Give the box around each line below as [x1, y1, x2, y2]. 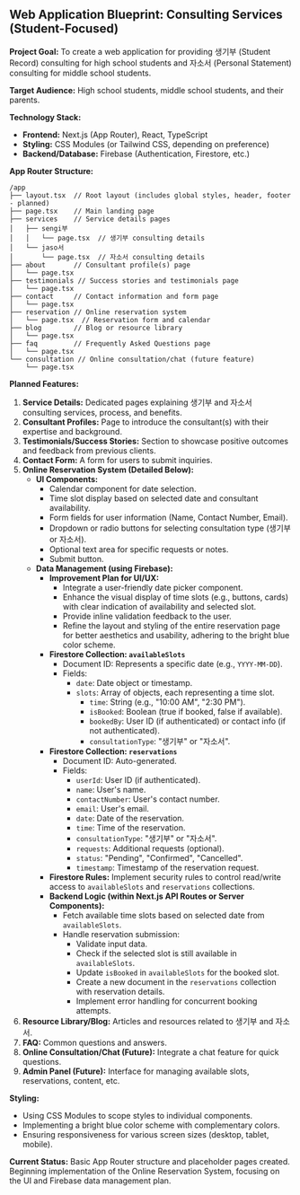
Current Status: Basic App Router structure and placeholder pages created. [9, 1155, 290, 1166]
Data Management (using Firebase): [35, 563, 173, 574]
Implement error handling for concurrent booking [75, 996, 258, 1006]
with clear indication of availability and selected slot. [62, 601, 257, 611]
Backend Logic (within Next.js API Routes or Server [49, 891, 244, 901]
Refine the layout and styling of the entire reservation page [62, 619, 281, 631]
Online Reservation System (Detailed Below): [22, 464, 195, 475]
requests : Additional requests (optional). [75, 843, 225, 854]
